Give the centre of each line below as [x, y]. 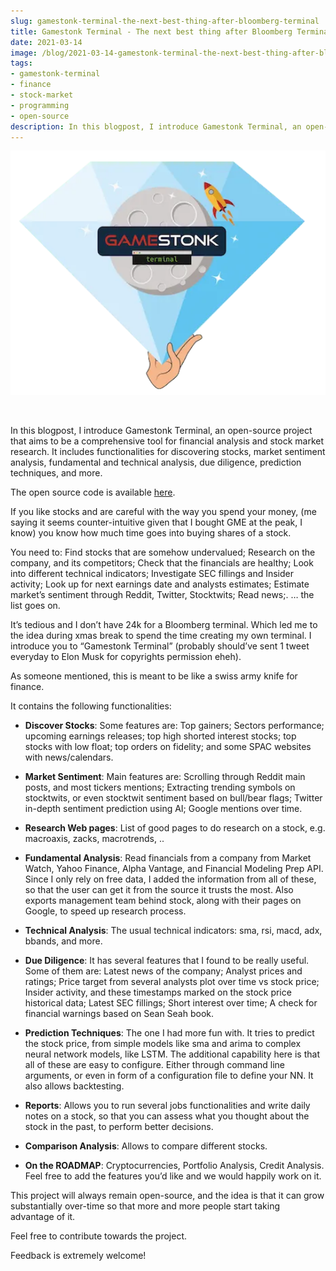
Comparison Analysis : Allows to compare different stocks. [146, 1146]
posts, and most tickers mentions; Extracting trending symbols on [160, 787]
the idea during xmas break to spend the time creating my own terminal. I [161, 636]
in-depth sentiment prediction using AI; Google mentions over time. [163, 809]
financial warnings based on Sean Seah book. [119, 1014]
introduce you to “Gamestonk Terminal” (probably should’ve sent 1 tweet [160, 646]
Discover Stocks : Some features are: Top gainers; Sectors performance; [174, 726]
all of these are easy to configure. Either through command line [154, 1065]
